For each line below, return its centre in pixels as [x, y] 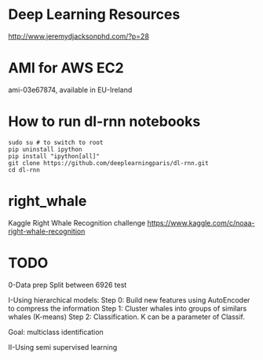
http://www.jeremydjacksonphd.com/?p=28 [79, 36]
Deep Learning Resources [94, 15]
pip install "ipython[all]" [54, 156]
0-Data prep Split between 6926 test [68, 285]
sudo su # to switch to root [56, 142]
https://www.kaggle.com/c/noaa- [201, 222]
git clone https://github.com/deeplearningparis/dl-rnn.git [109, 163]
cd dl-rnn [24, 170]
